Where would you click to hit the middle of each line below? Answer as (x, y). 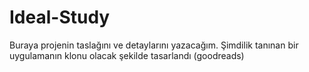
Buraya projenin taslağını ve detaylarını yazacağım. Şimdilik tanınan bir (154, 45)
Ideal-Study (60, 17)
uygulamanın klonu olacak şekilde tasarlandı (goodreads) (127, 55)
